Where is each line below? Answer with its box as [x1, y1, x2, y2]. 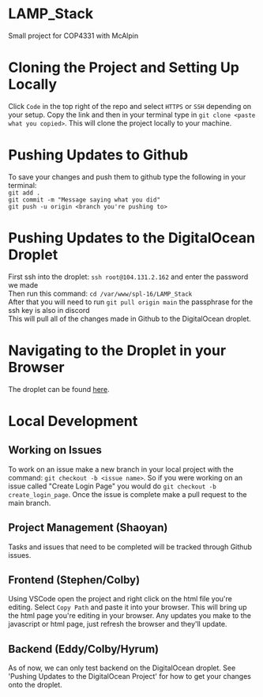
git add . [8, 189, 41, 197]
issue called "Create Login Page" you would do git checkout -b [8, 481, 217, 491]
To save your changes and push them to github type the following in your [8, 171, 246, 182]
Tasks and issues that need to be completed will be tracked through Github [8, 542, 253, 552]
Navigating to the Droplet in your [8, 341, 227, 360]
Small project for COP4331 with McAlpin [8, 31, 139, 40]
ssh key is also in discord [8, 305, 90, 315]
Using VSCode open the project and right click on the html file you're [8, 594, 233, 604]
